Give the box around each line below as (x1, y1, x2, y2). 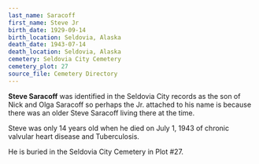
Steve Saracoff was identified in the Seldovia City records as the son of (8, 91, 241, 100)
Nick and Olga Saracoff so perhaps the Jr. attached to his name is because (8, 100, 252, 109)
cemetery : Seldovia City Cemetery (8, 56, 122, 64)
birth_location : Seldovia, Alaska (8, 33, 122, 42)
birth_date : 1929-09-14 (8, 26, 87, 34)
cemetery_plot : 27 (8, 63, 68, 71)
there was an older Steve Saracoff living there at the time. (8, 108, 195, 118)
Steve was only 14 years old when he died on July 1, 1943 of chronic (8, 123, 230, 133)
